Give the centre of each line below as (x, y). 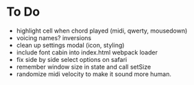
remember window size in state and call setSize (84, 67)
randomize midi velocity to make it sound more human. (94, 74)
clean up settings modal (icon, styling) (70, 45)
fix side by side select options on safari (72, 59)
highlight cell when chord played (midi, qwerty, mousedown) (102, 31)
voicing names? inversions (54, 37)
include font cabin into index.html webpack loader (87, 52)
